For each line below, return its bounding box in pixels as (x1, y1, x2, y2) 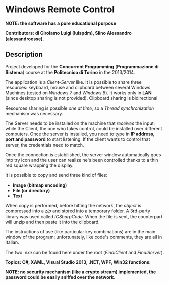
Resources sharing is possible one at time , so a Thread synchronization (5, 105, 154, 111)
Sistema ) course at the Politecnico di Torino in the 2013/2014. (5, 69, 135, 75)
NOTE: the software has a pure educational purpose (5, 20, 117, 26)
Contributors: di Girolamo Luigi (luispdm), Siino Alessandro (5, 30, 132, 36)
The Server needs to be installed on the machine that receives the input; (5, 120, 155, 126)
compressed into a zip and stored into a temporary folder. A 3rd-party (5, 208, 150, 214)
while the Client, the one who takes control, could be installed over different (5, 125, 162, 131)
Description (5, 50, 43, 59)
